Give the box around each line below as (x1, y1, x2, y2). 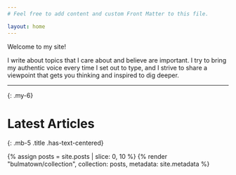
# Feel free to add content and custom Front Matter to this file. (7, 10, 209, 18)
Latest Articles (7, 115, 95, 131)
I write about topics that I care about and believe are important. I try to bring (7, 56, 227, 64)
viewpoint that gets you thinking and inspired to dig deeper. (7, 71, 179, 79)
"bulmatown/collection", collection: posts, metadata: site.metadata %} (7, 160, 210, 169)
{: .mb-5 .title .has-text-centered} (7, 138, 104, 148)
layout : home (7, 22, 46, 30)
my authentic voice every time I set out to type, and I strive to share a (7, 63, 208, 72)
